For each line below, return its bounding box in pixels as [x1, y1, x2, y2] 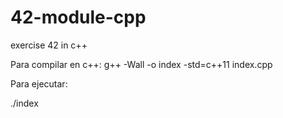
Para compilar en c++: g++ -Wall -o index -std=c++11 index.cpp [10, 58, 273, 70]
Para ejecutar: [10, 77, 68, 90]
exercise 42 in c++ [10, 39, 88, 51]
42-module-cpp [10, 6, 147, 29]
